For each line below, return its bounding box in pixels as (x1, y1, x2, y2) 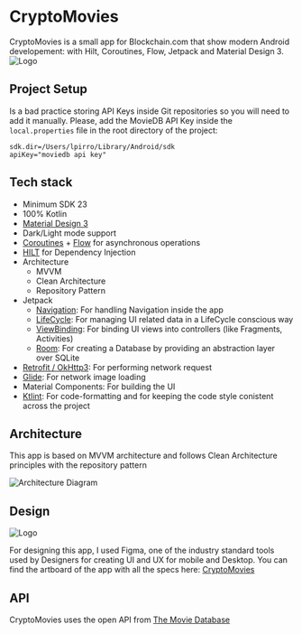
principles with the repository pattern (9, 460, 147, 471)
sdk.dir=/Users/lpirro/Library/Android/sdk (9, 142, 176, 151)
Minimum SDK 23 (22, 199, 87, 210)
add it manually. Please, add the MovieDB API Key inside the (9, 115, 233, 126)
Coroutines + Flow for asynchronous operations (22, 237, 201, 247)
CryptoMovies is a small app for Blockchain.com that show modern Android (9, 36, 290, 47)
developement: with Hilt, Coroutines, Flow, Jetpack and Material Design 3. (9, 45, 284, 56)
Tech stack (9, 174, 73, 191)
